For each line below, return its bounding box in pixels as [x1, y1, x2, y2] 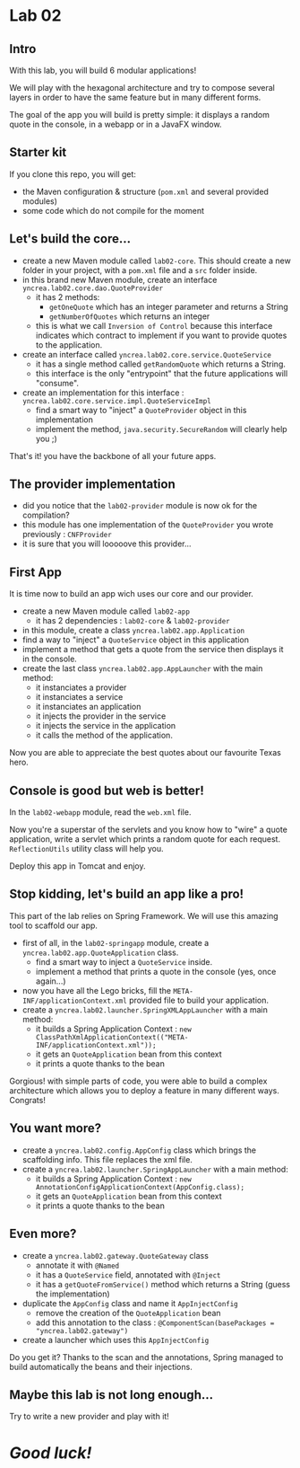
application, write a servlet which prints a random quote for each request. [9, 834, 280, 845]
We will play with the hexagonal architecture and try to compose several [9, 83, 275, 93]
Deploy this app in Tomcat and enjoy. [9, 861, 146, 871]
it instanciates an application [35, 702, 141, 712]
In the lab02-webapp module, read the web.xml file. [9, 807, 192, 818]
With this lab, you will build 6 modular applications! [9, 65, 197, 75]
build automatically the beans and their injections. [9, 1361, 193, 1372]
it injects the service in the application [35, 721, 176, 731]
